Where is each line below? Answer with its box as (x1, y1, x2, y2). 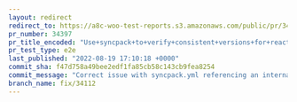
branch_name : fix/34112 (8, 79, 97, 88)
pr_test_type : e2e (8, 46, 76, 55)
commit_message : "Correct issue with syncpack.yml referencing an (8, 71, 259, 80)
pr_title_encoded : (8, 37, 76, 47)
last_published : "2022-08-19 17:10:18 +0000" (8, 54, 179, 63)
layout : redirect (8, 12, 73, 22)
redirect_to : (8, 21, 57, 30)
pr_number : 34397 (8, 29, 73, 38)
